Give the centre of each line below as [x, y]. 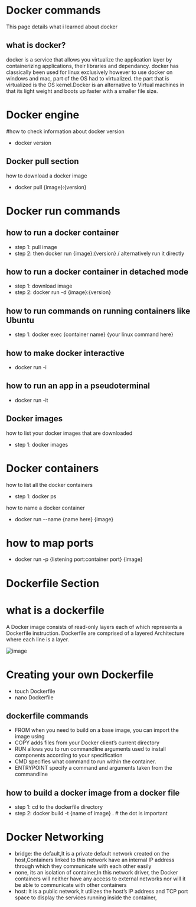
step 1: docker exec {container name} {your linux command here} [94, 334]
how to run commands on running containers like [98, 311]
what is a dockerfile [55, 610]
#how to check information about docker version [66, 131]
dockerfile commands [47, 716]
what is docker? [36, 45]
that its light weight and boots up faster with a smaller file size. [82, 91]
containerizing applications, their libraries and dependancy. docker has [92, 66]
